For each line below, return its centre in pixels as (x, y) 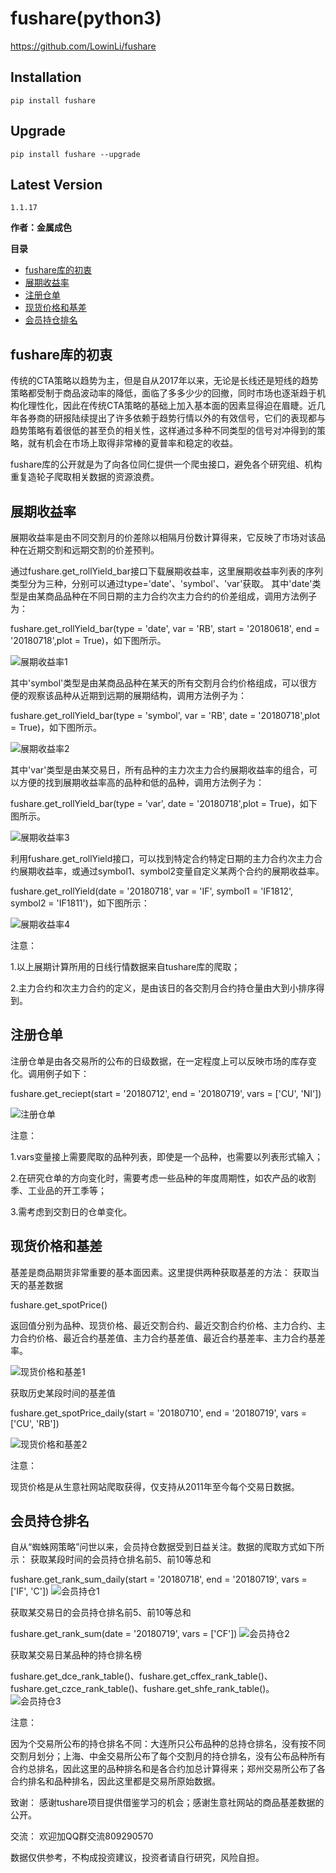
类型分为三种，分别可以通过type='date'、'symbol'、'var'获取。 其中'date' (161, 583)
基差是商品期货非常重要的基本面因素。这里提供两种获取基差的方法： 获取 (160, 1272)
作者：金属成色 (41, 228)
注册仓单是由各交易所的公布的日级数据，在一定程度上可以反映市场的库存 (159, 1061)
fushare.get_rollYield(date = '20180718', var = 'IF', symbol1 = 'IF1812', (152, 891)
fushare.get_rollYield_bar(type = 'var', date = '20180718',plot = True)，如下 (164, 803)
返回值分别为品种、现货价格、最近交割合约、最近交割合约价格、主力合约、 (163, 1325)
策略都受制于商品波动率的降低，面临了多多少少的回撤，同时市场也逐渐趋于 (163, 393)
